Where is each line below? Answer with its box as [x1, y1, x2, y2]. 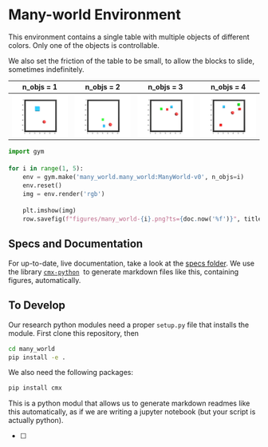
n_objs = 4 [210, 82, 246, 92]
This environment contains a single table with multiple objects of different [8, 32, 250, 42]
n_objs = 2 [85, 82, 121, 92]
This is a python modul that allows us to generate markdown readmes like [8, 398, 250, 409]
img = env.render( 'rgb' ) [22, 190, 105, 198]
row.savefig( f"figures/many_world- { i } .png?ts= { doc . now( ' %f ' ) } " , [22, 215, 241, 223]
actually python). [8, 416, 64, 425]
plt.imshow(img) [22, 206, 77, 215]
